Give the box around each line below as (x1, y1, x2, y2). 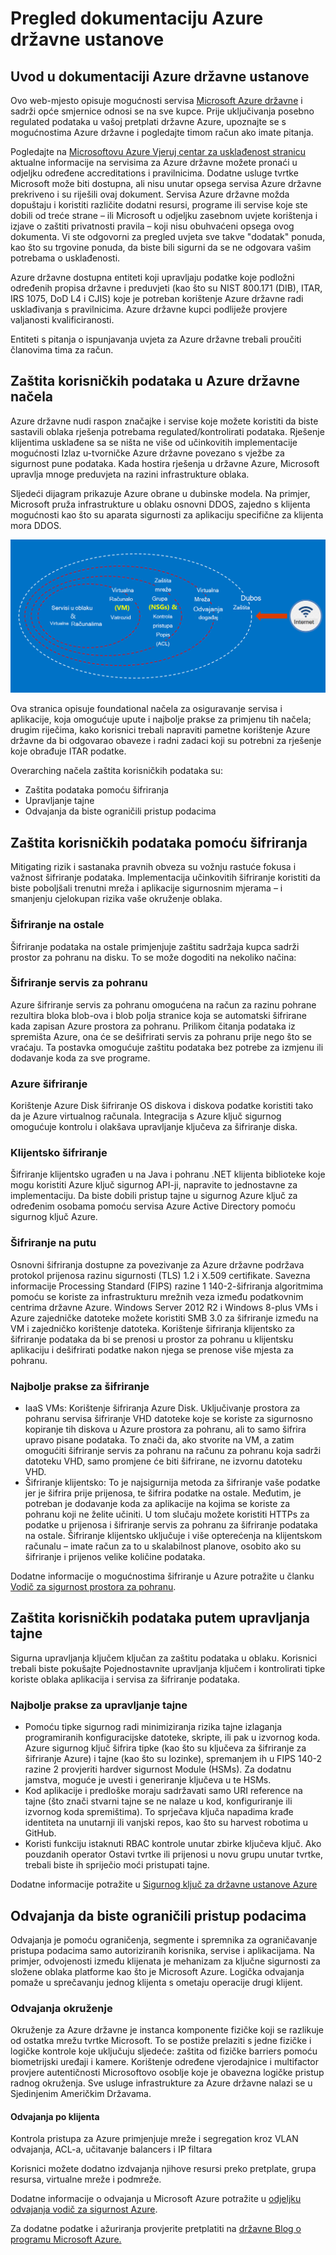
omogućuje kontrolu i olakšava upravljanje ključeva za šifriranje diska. (10, 1121, 298, 1133)
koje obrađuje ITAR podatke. (10, 745, 127, 757)
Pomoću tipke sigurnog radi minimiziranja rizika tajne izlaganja (24, 1721, 283, 1733)
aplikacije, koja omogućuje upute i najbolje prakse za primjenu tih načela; (10, 713, 312, 726)
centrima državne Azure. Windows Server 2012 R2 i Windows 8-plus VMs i (10, 1301, 318, 1313)
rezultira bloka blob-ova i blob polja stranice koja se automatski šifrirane (10, 1009, 307, 1021)
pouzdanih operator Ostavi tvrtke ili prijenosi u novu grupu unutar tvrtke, (24, 1848, 323, 1861)
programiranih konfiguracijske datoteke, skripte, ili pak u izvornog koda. (24, 1732, 321, 1744)
